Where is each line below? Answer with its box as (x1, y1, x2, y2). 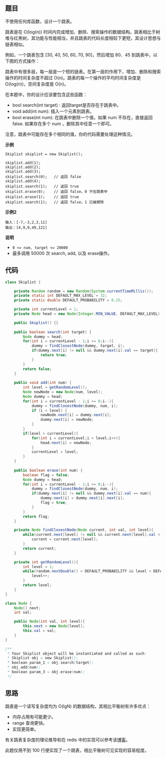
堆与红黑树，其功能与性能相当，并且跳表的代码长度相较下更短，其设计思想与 (5, 35, 161, 41)
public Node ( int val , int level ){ (14, 619, 85, 624)
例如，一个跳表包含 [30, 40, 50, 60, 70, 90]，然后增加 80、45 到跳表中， (5, 52, 153, 58)
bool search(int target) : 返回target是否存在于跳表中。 (12, 102, 122, 108)
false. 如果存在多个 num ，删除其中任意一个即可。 (12, 121, 115, 126)
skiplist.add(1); (5, 160, 41, 165)
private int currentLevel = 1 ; (14, 307, 79, 312)
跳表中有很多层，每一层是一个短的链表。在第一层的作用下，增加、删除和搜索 (5, 68, 161, 74)
